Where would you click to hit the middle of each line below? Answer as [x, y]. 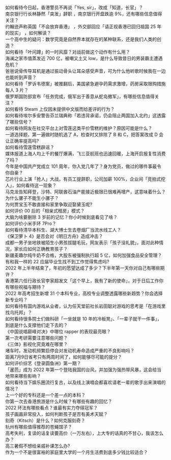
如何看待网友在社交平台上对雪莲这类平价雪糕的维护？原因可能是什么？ [79, 128]
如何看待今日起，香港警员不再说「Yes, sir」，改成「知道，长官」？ [74, 7]
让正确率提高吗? [22, 141]
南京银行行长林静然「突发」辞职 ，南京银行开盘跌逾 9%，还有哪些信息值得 [84, 14]
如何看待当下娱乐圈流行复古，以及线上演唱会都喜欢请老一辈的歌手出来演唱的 [85, 382]
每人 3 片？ [17, 90]
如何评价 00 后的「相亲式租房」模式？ [45, 211]
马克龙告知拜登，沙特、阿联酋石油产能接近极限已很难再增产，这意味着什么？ [85, 192]
